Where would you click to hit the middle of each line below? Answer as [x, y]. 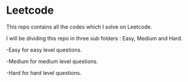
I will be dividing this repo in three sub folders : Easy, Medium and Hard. [95, 38]
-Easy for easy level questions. [44, 50]
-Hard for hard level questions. [44, 72]
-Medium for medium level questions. [52, 61]
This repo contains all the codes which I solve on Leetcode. [79, 27]
